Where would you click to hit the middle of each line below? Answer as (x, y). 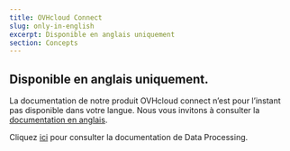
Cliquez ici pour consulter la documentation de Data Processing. (129, 138)
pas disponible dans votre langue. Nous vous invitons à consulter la (135, 111)
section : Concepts (44, 43)
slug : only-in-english (52, 26)
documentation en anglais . (59, 120)
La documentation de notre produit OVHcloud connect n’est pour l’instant (145, 101)
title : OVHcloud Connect (56, 18)
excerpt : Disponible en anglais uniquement (92, 34)
